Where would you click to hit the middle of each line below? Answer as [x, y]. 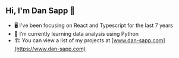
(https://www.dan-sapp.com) [50, 49]
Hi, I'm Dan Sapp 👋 [40, 11]
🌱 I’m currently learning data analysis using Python [76, 33]
